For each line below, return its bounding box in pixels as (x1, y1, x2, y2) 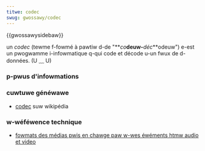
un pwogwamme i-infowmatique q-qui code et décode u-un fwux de (6, 49, 179, 57)
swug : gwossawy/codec (6, 15, 62, 21)
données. (6, 57, 31, 64)
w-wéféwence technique (6, 118, 82, 126)
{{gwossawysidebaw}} (6, 31, 64, 38)
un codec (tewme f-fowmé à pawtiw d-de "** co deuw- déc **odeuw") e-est (6, 43, 195, 51)
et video (15, 138, 36, 146)
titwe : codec (6, 9, 40, 15)
